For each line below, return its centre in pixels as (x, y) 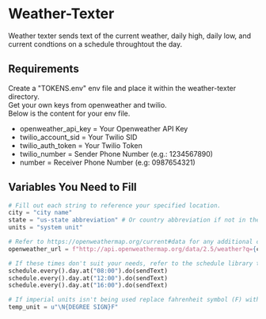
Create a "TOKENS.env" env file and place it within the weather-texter (122, 88)
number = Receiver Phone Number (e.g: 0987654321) (107, 162)
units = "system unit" (46, 228)
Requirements (44, 69)
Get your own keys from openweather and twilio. (88, 104)
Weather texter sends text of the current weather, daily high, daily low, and (130, 36)
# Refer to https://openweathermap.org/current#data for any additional (131, 242)
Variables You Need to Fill (72, 187)
